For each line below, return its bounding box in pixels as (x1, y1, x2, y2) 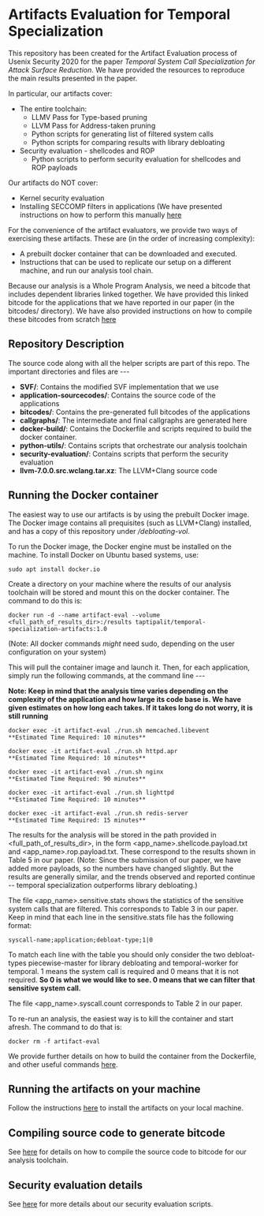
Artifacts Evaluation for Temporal (8, 6, 231, 24)
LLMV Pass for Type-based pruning (31, 112, 148, 121)
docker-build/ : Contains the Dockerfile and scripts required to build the (19, 423, 252, 433)
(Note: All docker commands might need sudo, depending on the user (8, 639, 235, 648)
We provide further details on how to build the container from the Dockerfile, (8, 1051, 257, 1061)
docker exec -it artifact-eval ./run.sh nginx (8, 767, 164, 776)
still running (8, 711, 49, 721)
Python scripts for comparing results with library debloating (31, 137, 225, 147)
